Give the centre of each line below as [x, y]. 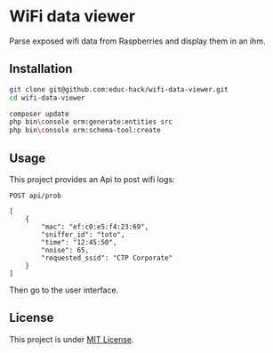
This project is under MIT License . [72, 339]
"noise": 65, [65, 250]
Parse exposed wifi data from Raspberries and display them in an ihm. [137, 41]
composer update [39, 114]
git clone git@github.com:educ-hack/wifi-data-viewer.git [119, 89]
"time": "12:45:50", [79, 242]
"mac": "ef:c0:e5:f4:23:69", [95, 227]
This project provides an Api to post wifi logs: [92, 179]
